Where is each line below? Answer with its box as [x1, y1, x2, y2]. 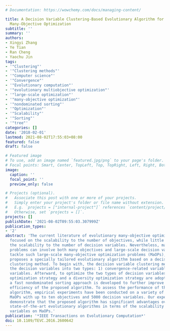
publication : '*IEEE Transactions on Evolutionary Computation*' [5, 313, 146, 319]
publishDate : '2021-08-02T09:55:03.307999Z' [5, 219, 101, 224]
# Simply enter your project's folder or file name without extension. [5, 200, 164, 206]
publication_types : [5, 224, 47, 229]
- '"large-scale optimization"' [5, 92, 73, 97]
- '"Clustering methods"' [5, 69, 60, 74]
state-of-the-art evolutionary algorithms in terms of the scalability [10, 304, 164, 309]
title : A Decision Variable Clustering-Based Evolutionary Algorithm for [5, 16, 164, 22]
